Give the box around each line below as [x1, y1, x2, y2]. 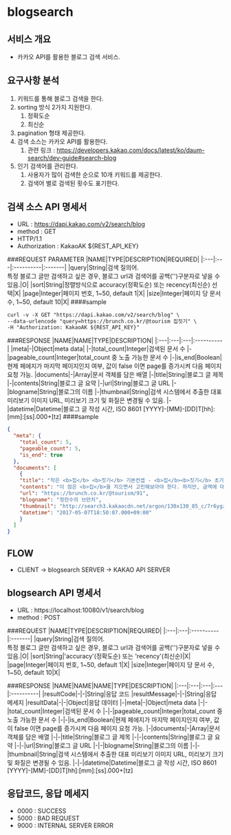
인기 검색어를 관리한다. [16, 162, 78, 170]
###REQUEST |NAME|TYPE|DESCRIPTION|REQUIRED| [7, 627, 162, 635]
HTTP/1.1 [16, 235, 43, 243]
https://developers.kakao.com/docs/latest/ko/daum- [56, 146, 205, 154]
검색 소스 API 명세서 [7, 201, 87, 213]
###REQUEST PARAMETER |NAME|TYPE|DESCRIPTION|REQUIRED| [7, 255, 200, 263]
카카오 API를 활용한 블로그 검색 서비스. [16, 53, 121, 61]
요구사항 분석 [7, 75, 60, 87]
